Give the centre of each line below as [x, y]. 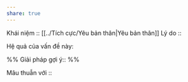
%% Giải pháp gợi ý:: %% [43, 59]
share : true [23, 13]
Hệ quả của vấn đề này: [40, 46]
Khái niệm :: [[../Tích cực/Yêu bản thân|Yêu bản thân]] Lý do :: [94, 33]
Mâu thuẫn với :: [29, 72]
